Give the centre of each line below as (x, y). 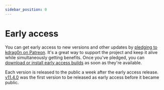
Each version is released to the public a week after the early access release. (82, 72)
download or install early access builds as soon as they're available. (73, 63)
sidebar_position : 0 (26, 9)
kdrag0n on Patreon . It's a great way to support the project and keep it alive (81, 52)
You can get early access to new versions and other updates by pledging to (81, 47)
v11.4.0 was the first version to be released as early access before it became (82, 77)
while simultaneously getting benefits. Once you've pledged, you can (75, 57)
